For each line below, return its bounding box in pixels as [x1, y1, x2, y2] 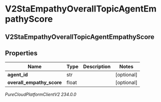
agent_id [7, 71, 28, 78]
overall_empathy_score [7, 79, 62, 86]
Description [83, 64, 111, 70]
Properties [5, 49, 38, 57]
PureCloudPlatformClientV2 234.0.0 [5, 91, 76, 97]
